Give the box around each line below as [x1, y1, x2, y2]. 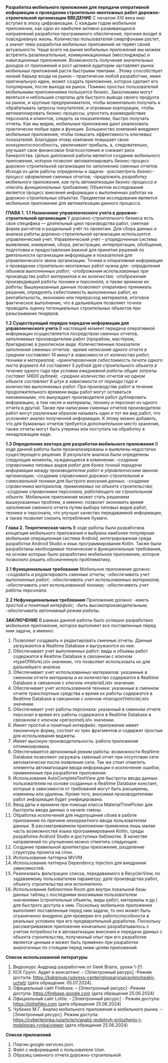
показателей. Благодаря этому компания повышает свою [5, 137, 129, 143]
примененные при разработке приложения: [12, 770, 107, 775]
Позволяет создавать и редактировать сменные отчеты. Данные [12, 637, 153, 643]
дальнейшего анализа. [12, 664, 61, 670]
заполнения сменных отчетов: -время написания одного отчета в [5, 346, 147, 352]
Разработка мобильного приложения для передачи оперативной [5, 4, 149, 10]
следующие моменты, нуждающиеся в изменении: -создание [5, 457, 139, 462]
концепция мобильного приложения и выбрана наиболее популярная [5, 530, 155, 536]
